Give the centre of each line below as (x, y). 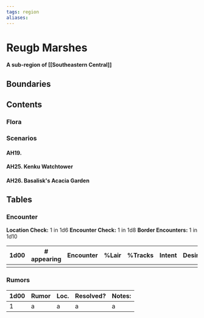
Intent (168, 255)
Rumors (18, 280)
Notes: (122, 296)
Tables (19, 200)
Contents (24, 105)
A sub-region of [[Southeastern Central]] (59, 65)
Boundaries (29, 84)
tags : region (23, 12)
